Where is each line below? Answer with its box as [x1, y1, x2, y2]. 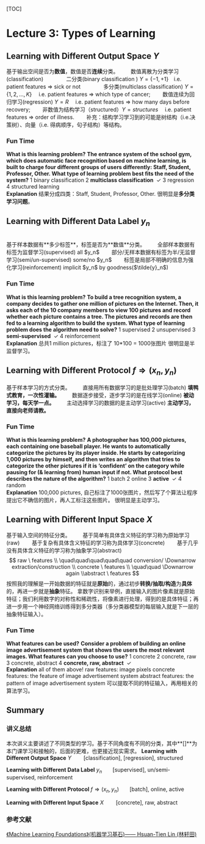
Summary [6, 705, 45, 716]
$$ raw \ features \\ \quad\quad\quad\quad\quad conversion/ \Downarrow [9, 557, 196, 564]
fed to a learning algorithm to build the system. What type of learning [6, 319, 185, 326]
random [6, 482, 26, 489]
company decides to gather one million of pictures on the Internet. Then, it [6, 300, 199, 307]
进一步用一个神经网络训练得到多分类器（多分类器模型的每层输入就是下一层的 [6, 602, 199, 610]
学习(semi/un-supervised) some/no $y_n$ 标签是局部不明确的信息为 [6, 256, 189, 264]
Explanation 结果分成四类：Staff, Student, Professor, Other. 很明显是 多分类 [6, 190, 195, 198]
